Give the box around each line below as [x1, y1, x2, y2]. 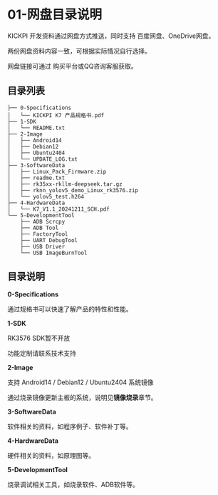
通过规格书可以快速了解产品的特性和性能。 [7, 304, 133, 313]
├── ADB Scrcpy [20, 218, 66, 225]
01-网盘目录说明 [7, 6, 103, 23]
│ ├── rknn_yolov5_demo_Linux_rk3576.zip [7, 186, 139, 194]
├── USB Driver [20, 243, 66, 250]
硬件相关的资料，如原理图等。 [7, 451, 95, 459]
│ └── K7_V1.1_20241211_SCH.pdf [7, 205, 110, 213]
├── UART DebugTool [20, 236, 78, 244]
